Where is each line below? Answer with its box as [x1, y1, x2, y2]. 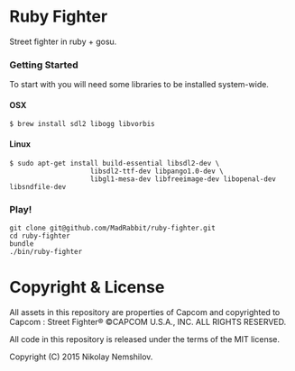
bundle [9, 239, 34, 249]
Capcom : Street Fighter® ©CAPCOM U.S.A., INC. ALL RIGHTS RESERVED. [9, 316, 287, 327]
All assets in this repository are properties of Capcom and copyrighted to [9, 306, 281, 317]
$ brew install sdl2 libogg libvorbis [9, 120, 155, 129]
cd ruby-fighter [9, 231, 70, 240]
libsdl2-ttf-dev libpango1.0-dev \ [89, 167, 224, 176]
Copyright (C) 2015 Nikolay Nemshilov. [9, 351, 153, 362]
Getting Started [9, 59, 78, 71]
